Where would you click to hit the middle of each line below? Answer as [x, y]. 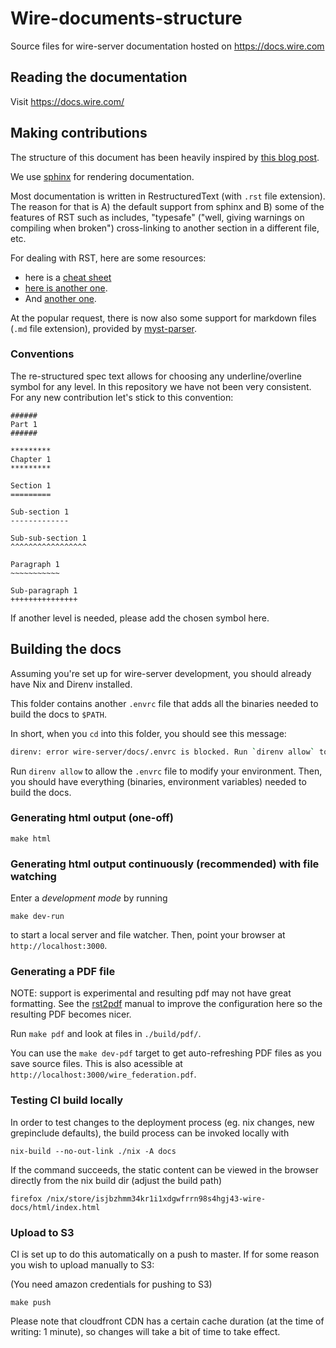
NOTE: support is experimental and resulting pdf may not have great [151, 993]
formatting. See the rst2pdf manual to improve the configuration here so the [166, 1004]
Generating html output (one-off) [92, 818]
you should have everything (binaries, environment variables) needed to [158, 781]
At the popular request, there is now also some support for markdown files [163, 318]
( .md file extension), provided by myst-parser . [104, 328]
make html [31, 838]
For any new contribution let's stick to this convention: [122, 397]
